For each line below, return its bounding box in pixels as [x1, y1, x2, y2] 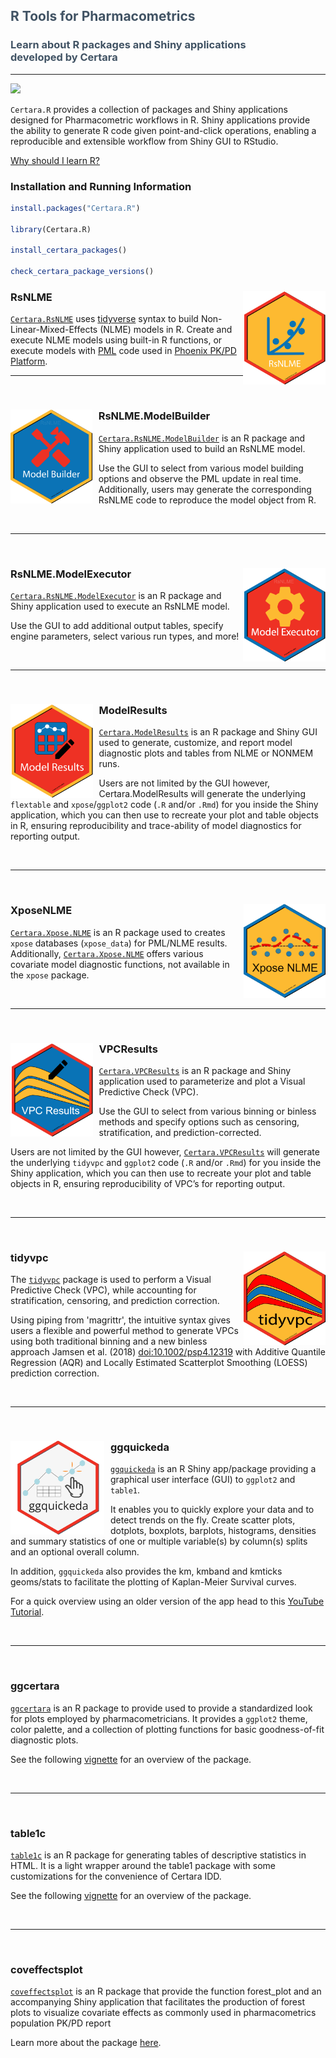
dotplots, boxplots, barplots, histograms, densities [110, 1525, 317, 1537]
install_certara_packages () [10, 245, 128, 256]
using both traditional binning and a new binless [10, 1335, 208, 1348]
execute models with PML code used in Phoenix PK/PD [10, 345, 237, 357]
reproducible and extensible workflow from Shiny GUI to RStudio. [10, 135, 279, 147]
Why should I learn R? [10, 154, 101, 166]
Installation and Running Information [10, 179, 192, 193]
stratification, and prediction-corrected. [98, 1126, 262, 1138]
